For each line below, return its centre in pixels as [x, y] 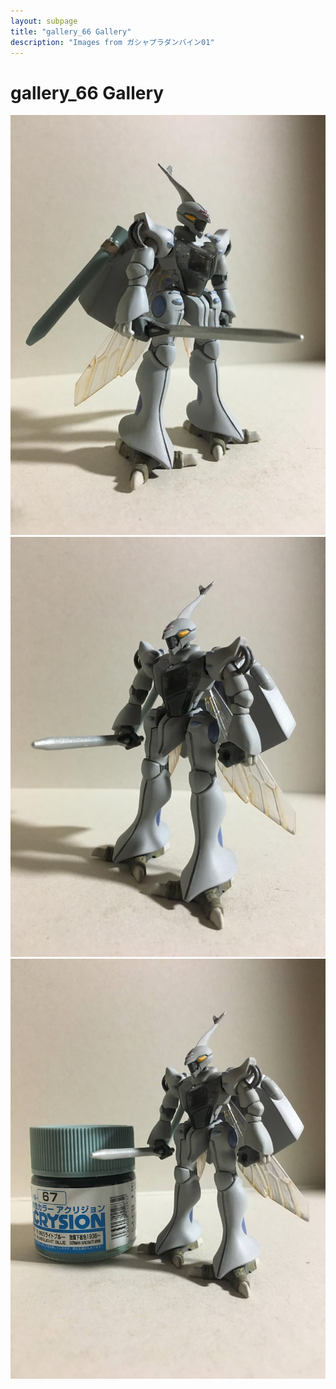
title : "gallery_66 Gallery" [71, 31]
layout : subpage [44, 21]
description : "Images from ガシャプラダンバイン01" [112, 42]
